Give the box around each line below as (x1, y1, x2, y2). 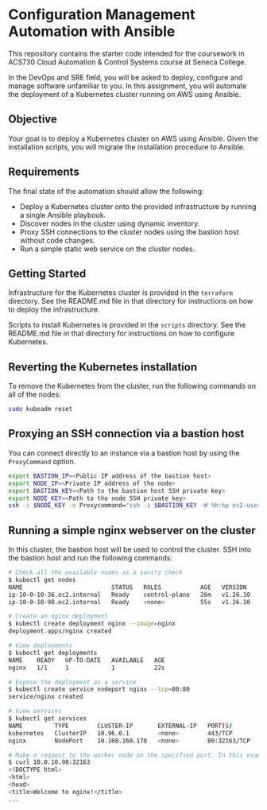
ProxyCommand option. (8, 456, 76, 466)
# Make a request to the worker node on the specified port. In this (8, 751, 244, 759)
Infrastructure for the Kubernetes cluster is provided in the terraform (8, 288, 233, 297)
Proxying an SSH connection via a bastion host (8, 427, 245, 440)
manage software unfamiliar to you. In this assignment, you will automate (8, 81, 247, 91)
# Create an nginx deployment (8, 612, 109, 621)
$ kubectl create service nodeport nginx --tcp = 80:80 (8, 685, 191, 693)
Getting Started (8, 266, 87, 280)
